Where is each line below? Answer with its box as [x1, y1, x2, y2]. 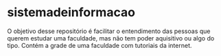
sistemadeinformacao [7, 5, 136, 20]
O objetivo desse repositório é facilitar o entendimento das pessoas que [7, 27, 211, 35]
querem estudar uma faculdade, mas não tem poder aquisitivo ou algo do [7, 34, 215, 42]
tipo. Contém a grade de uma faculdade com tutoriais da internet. [7, 41, 192, 49]
